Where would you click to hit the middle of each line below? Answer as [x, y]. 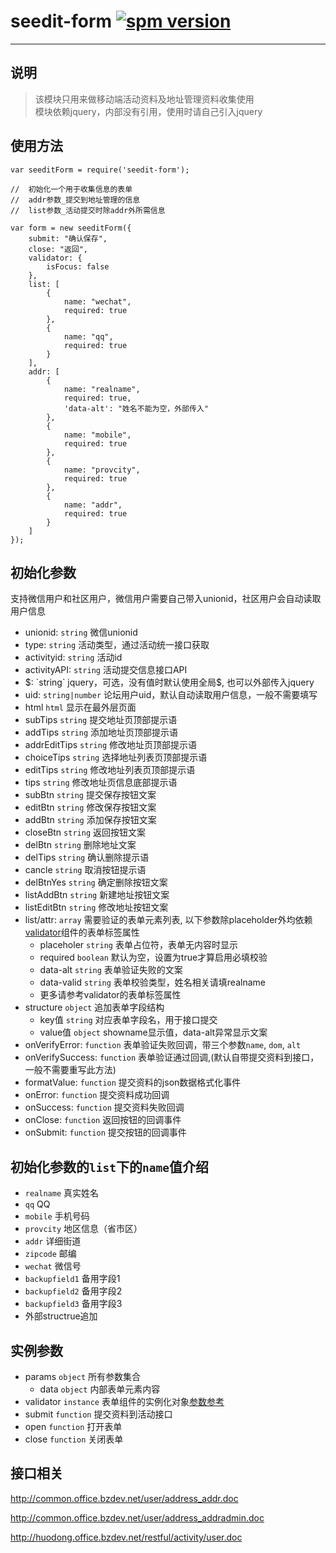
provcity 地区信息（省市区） [83, 1229]
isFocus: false [78, 266]
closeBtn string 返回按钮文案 [85, 832]
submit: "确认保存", [68, 238]
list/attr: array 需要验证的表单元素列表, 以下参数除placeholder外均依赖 [168, 920]
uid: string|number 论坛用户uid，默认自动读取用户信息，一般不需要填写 [171, 695]
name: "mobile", [97, 435]
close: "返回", [58, 249]
